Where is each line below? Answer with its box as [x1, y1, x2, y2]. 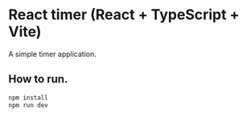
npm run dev [8, 101, 48, 109]
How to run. [8, 72, 68, 86]
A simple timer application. [8, 49, 97, 58]
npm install [8, 94, 48, 102]
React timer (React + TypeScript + [8, 6, 240, 24]
